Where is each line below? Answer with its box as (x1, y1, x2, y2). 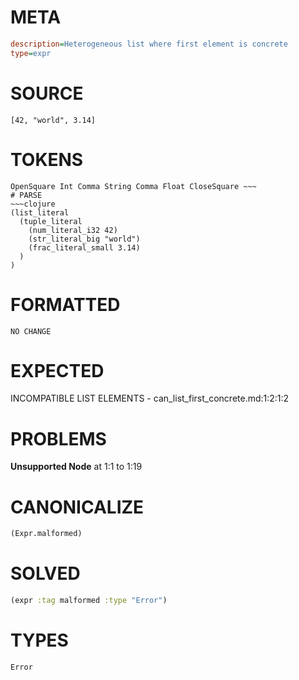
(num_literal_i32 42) (28, 225, 118, 235)
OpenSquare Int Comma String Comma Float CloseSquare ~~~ (10, 181, 257, 191)
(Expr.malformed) (10, 529, 83, 539)
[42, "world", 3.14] (10, 115, 97, 125)
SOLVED (10, 562, 81, 585)
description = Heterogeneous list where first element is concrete (10, 39, 288, 49)
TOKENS (10, 148, 84, 171)
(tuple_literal (19, 216, 83, 226)
